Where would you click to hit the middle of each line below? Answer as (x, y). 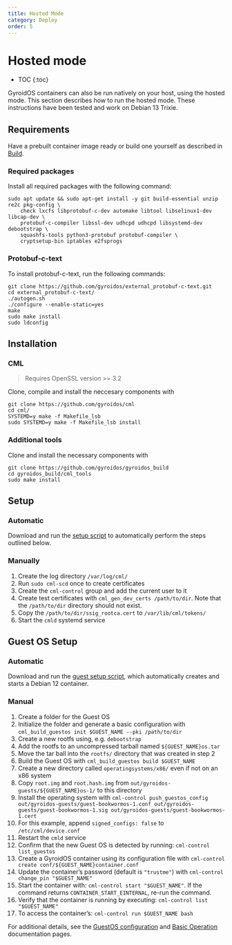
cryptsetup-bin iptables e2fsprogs (71, 241)
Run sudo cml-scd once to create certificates (81, 583)
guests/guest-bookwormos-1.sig (63, 810)
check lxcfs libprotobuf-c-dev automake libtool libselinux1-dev (116, 211)
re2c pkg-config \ (34, 205)
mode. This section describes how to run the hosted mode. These (101, 100)
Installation (32, 344)
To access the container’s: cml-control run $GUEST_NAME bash (106, 913)
